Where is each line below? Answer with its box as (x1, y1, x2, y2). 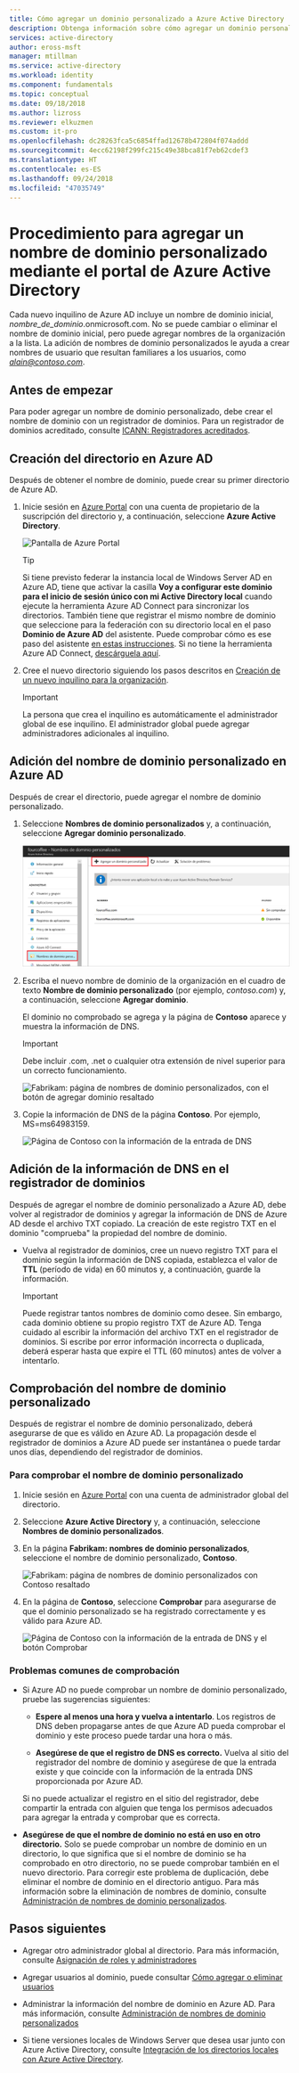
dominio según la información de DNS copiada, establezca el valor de (21, 1254, 278, 1265)
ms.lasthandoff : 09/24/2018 (9, 174, 114, 183)
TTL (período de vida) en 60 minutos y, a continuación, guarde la (21, 1264, 261, 1274)
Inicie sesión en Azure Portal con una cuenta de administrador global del (21, 1489, 289, 1500)
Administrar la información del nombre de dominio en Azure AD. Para (21, 1998, 276, 2009)
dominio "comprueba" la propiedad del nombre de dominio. (9, 1227, 228, 1238)
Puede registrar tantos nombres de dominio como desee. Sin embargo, (21, 1307, 283, 1318)
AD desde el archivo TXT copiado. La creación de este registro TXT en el (9, 1217, 277, 1229)
